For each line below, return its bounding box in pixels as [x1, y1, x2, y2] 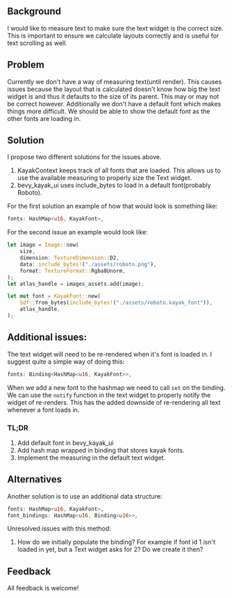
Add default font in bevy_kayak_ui [17, 438, 114, 447]
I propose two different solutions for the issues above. [7, 153, 162, 161]
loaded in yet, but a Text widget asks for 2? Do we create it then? [17, 545, 204, 553]
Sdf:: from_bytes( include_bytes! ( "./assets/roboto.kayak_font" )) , [19, 299, 213, 307]
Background [7, 6, 61, 17]
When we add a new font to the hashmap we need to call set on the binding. [7, 383, 226, 391]
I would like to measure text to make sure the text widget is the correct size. [7, 24, 224, 32]
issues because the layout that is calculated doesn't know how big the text [7, 85, 221, 93]
